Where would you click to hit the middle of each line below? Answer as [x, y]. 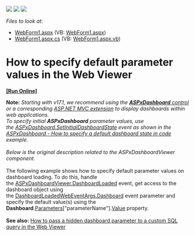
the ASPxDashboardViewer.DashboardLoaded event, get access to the [91, 183]
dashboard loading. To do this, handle [52, 177]
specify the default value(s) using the [51, 201]
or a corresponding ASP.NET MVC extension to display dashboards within [96, 108]
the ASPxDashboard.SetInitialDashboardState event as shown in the [89, 127]
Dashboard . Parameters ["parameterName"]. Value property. [78, 208]
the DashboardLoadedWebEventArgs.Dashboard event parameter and [91, 196]
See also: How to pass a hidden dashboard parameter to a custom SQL [92, 220]
